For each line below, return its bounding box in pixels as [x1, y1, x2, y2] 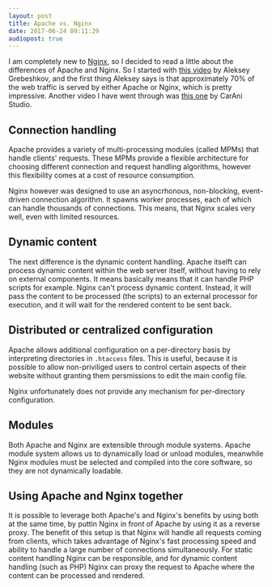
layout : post [8, 11, 53, 20]
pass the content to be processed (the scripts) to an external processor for [8, 291, 258, 300]
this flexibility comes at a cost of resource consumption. [8, 171, 196, 181]
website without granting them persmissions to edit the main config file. [8, 370, 248, 381]
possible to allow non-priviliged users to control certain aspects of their [8, 362, 247, 372]
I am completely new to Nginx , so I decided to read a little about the [8, 57, 234, 66]
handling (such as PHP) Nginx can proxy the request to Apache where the [8, 562, 255, 572]
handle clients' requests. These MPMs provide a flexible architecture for [8, 153, 249, 163]
